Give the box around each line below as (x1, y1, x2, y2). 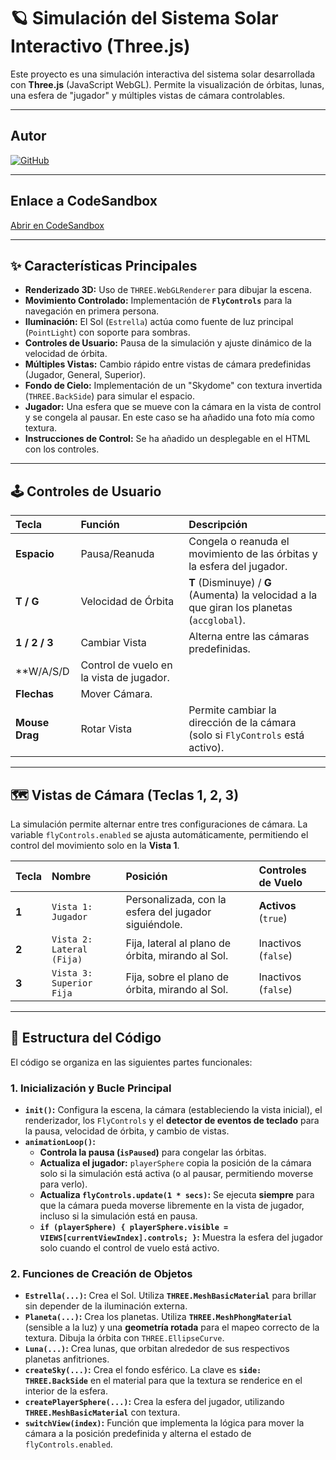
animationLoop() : (24, 1136, 96, 1148)
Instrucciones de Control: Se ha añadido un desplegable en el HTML (24, 433, 311, 445)
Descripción (188, 518, 248, 532)
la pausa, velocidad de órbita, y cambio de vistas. (24, 1125, 230, 1137)
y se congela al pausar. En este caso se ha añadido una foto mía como (24, 411, 316, 424)
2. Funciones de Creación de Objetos (10, 1267, 193, 1281)
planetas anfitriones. (24, 1353, 110, 1365)
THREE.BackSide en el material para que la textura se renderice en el (24, 1375, 303, 1387)
